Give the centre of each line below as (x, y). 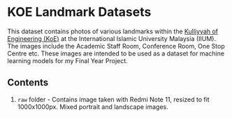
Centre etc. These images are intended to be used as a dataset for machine (116, 53)
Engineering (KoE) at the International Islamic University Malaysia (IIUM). (112, 38)
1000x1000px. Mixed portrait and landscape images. (93, 107)
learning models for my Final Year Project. (67, 60)
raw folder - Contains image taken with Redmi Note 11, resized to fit (113, 99)
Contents (28, 83)
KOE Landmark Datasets (79, 12)
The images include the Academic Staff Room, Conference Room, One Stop (116, 46)
